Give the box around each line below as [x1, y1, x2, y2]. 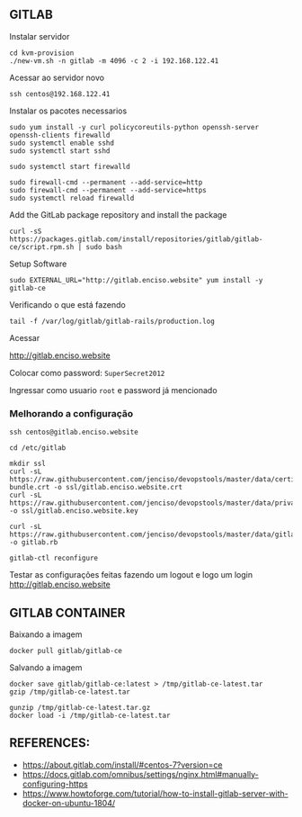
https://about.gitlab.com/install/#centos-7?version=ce [22, 759, 223, 770]
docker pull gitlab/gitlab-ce [9, 646, 123, 655]
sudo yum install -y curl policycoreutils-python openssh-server [9, 122, 259, 131]
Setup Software [9, 258, 67, 269]
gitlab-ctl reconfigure [9, 553, 99, 563]
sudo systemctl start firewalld [9, 162, 130, 171]
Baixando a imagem [9, 629, 83, 640]
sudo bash [85, 242, 123, 251]
